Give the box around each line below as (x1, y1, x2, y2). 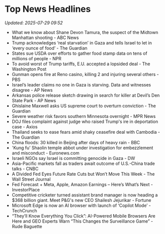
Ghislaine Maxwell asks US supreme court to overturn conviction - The (11, 103, 156, 109)
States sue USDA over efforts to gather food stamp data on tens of (11, 50, 148, 56)
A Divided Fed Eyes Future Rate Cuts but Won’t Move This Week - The (11, 171, 155, 177)
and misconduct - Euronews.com (11, 150, 80, 156)
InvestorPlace (11, 187, 40, 193)
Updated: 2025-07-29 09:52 (4, 20, 63, 26)
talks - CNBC (11, 165, 39, 171)
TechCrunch (11, 207, 38, 213)
